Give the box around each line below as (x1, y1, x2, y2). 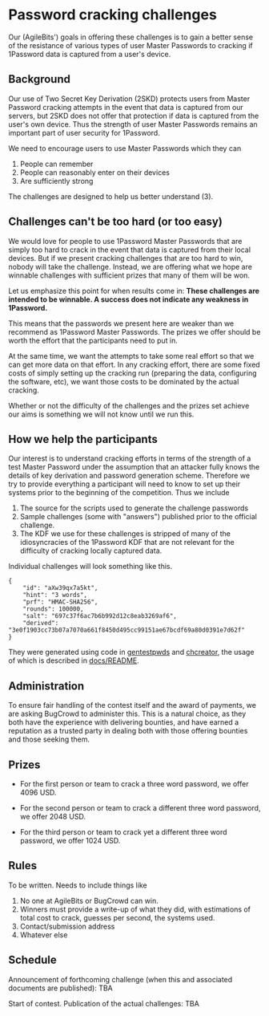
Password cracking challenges (8, 6, 218, 24)
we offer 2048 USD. (19, 812, 86, 821)
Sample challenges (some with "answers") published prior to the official (19, 512, 258, 522)
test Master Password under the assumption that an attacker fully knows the (8, 462, 260, 472)
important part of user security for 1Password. (8, 128, 160, 137)
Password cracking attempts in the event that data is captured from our (8, 102, 244, 112)
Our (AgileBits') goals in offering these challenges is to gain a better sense (8, 32, 254, 42)
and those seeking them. (8, 734, 90, 744)
